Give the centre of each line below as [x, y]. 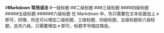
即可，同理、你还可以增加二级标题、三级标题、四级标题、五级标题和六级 [78, 20]
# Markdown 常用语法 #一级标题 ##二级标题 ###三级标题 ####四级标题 [77, 8]
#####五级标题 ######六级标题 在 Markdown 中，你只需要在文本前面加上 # [82, 14]
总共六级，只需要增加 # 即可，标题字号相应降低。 [63, 26]
